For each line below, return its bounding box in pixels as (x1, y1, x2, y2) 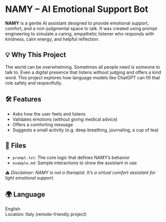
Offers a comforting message (12, 121, 73, 127)
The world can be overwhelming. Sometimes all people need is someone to (5, 64, 160, 70)
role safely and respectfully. (5, 80, 62, 86)
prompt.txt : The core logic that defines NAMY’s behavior (12, 154, 130, 161)
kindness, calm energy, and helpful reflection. (5, 36, 99, 42)
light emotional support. (5, 175, 54, 181)
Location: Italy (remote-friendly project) (5, 211, 87, 217)
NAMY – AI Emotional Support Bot (5, 4, 148, 15)
